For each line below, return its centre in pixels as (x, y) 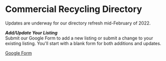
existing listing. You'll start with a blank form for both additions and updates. (83, 43)
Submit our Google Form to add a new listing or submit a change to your (79, 38)
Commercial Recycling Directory (74, 9)
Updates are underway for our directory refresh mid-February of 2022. (78, 23)
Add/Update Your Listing (31, 32)
